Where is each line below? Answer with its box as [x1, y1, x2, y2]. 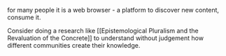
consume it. [7, 13, 41, 21]
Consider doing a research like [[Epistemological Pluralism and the [7, 27, 199, 35]
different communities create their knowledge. [7, 41, 141, 49]
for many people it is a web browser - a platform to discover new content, [7, 6, 219, 14]
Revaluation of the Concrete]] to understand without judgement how [7, 34, 204, 42]
